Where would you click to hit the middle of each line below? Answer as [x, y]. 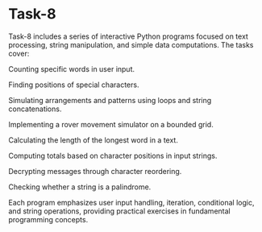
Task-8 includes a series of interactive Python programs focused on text [128, 36]
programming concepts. [48, 219]
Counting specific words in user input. [72, 68]
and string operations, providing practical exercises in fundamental [120, 211]
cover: [19, 53]
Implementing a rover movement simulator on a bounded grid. [111, 124]
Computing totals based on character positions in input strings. [113, 155]
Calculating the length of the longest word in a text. [94, 140]
